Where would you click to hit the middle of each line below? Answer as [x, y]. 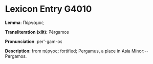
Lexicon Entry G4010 [48, 9]
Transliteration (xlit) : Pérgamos [37, 32]
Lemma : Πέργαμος [24, 22]
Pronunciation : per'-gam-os [34, 41]
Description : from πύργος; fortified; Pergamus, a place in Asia [68, 51]
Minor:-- [140, 51]
